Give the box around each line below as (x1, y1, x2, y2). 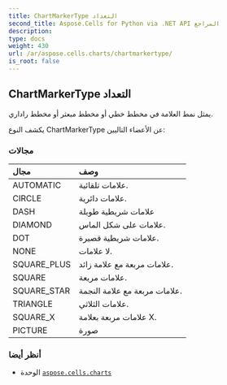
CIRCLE (12, 192, 42, 204)
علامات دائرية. (78, 192, 128, 204)
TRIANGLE (12, 298, 53, 309)
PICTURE (12, 324, 48, 335)
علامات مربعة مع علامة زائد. (78, 258, 173, 270)
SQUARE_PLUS (12, 258, 72, 270)
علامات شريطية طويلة (78, 205, 155, 217)
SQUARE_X (12, 311, 55, 322)
